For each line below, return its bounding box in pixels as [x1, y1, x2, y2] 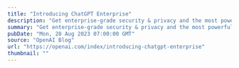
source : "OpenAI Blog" [7, 37, 75, 44]
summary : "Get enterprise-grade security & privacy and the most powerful [7, 23, 234, 30]
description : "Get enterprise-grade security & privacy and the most [7, 17, 218, 24]
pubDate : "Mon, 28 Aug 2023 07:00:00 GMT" [7, 30, 135, 38]
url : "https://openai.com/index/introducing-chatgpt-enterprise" [7, 43, 205, 50]
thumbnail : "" [7, 50, 50, 57]
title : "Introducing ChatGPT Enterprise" [7, 10, 132, 18]
